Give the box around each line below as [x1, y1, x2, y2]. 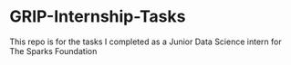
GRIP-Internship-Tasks [9, 6, 186, 27]
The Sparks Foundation [9, 45, 98, 56]
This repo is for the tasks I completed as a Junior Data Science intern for [9, 36, 282, 47]
